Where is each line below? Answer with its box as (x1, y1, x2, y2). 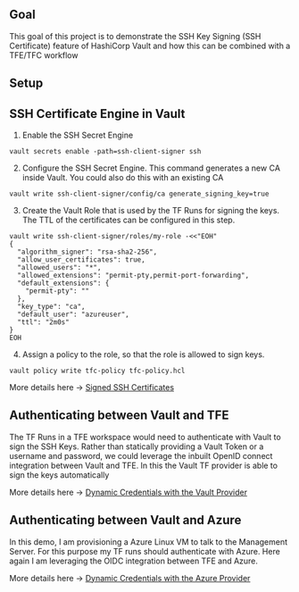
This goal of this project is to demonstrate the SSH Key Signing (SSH (9, 30, 262, 41)
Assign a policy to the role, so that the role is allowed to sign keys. (21, 349, 265, 360)
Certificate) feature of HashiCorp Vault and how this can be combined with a (9, 40, 291, 51)
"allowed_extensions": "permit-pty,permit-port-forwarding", (17, 271, 250, 280)
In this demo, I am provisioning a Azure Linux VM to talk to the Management (9, 536, 288, 547)
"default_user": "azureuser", (17, 310, 129, 320)
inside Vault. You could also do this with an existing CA (21, 172, 224, 183)
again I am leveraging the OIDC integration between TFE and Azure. (9, 555, 259, 566)
